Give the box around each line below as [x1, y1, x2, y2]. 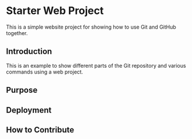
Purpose [6, 85, 38, 95]
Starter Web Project [6, 4, 104, 18]
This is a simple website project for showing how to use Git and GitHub [6, 23, 176, 30]
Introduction [6, 47, 53, 57]
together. [6, 29, 28, 36]
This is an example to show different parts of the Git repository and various [6, 62, 186, 69]
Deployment [6, 105, 52, 115]
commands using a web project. [6, 68, 83, 75]
